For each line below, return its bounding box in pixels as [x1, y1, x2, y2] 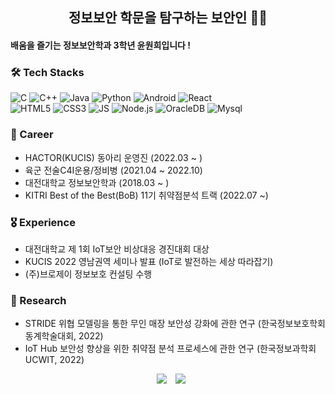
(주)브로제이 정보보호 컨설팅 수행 [24, 268, 153, 280]
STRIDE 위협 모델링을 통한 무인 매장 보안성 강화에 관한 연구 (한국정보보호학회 [24, 318, 326, 330]
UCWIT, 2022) [24, 354, 85, 366]
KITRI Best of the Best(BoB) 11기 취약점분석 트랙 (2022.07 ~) [24, 189, 269, 201]
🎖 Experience [10, 215, 76, 229]
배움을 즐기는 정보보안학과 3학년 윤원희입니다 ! [10, 39, 191, 51]
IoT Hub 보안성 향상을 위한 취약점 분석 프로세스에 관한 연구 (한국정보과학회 [24, 343, 317, 355]
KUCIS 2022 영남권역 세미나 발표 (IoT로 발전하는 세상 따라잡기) [24, 255, 274, 267]
